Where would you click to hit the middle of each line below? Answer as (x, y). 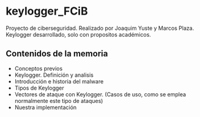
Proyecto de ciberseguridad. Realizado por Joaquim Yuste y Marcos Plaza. (100, 28)
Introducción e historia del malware (59, 81)
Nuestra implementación (46, 107)
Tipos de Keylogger (39, 88)
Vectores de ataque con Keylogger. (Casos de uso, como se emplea (100, 94)
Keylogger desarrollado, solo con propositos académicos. (78, 34)
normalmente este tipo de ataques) (59, 101)
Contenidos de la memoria (57, 54)
